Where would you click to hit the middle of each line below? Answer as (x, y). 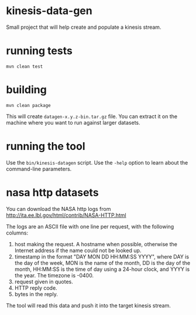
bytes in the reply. (36, 294)
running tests (39, 51)
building (26, 90)
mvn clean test (25, 66)
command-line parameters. (39, 169)
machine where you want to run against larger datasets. (73, 122)
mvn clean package (28, 105)
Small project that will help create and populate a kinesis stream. (84, 27)
